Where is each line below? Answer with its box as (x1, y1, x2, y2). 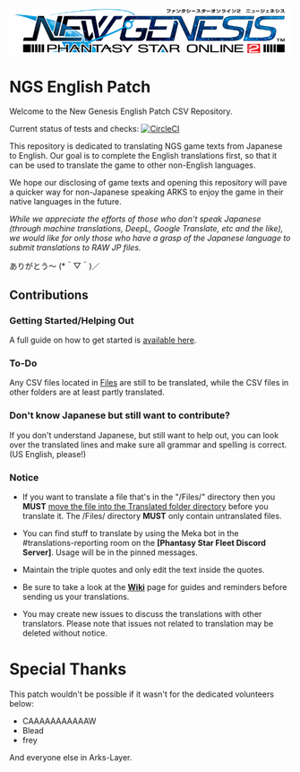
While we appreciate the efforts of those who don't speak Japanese (9, 213, 261, 224)
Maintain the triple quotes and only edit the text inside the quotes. (21, 564, 265, 575)
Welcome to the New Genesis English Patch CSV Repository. (9, 106, 233, 117)
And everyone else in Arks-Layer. (9, 751, 133, 762)
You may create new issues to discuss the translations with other (21, 608, 262, 619)
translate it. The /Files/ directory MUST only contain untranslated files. (21, 510, 282, 521)
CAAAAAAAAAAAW (21, 716, 97, 726)
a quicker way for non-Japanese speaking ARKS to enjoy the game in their (9, 186, 284, 197)
